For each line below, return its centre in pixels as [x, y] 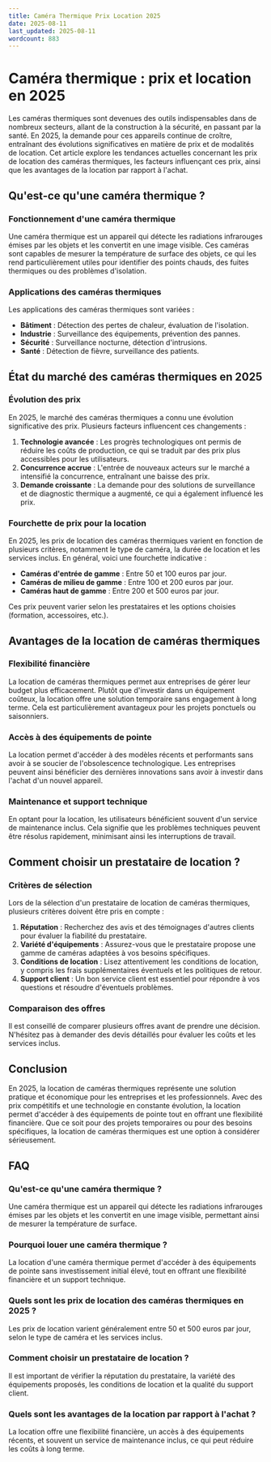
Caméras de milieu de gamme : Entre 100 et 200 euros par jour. [127, 583]
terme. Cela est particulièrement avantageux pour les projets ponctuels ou [132, 707]
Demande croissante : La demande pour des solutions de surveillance [138, 484]
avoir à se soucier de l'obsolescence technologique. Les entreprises [122, 763]
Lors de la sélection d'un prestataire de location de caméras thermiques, [129, 903]
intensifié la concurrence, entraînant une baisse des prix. [115, 476]
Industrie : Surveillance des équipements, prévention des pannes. [130, 334]
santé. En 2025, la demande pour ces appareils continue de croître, [121, 135]
